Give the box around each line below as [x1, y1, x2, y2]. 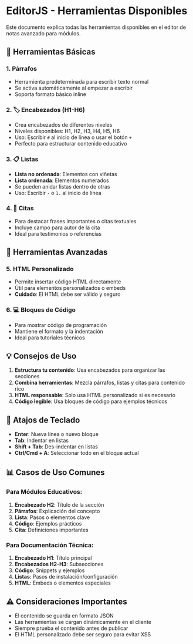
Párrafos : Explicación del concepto [14, 507, 100, 514]
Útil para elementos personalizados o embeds [14, 285, 126, 292]
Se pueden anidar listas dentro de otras [14, 183, 110, 190]
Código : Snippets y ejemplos [14, 567, 85, 574]
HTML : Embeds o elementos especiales [14, 579, 111, 587]
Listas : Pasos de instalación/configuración [14, 573, 118, 580]
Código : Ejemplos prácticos [14, 520, 82, 527]
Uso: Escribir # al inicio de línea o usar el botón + [14, 134, 132, 141]
